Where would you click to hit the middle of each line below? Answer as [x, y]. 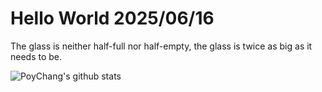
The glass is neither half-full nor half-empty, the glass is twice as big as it [161, 46]
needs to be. [36, 56]
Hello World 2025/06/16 [112, 18]
